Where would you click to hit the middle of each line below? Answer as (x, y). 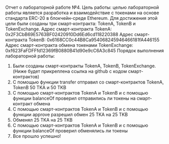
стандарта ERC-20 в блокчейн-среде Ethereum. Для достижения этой (81, 18)
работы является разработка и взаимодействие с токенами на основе (82, 13)
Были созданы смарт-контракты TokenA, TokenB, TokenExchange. (84, 66)
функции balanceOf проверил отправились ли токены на (74, 98)
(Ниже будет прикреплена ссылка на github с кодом (70, 71)
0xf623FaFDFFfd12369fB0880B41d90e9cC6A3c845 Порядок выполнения (85, 51)
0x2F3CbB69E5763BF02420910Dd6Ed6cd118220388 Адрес (69, 34)
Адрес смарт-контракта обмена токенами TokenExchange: (69, 45)
